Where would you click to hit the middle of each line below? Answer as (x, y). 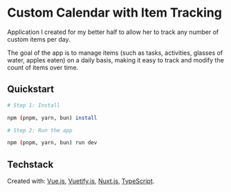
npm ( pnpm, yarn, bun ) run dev (52, 143)
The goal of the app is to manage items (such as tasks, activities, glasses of (115, 53)
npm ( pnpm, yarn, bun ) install (52, 118)
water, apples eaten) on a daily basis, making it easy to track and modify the (116, 60)
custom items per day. (39, 39)
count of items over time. (43, 67)
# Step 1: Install (34, 105)
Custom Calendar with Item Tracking (115, 13)
